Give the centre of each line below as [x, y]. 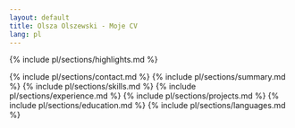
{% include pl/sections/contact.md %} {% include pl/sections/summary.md [147, 77]
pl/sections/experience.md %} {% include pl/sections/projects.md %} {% [144, 96]
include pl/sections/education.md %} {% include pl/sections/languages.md [147, 106]
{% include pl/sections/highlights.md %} [84, 60]
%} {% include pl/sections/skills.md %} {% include [103, 87]
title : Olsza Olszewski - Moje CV [74, 26]
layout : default [39, 17]
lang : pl [25, 34]
